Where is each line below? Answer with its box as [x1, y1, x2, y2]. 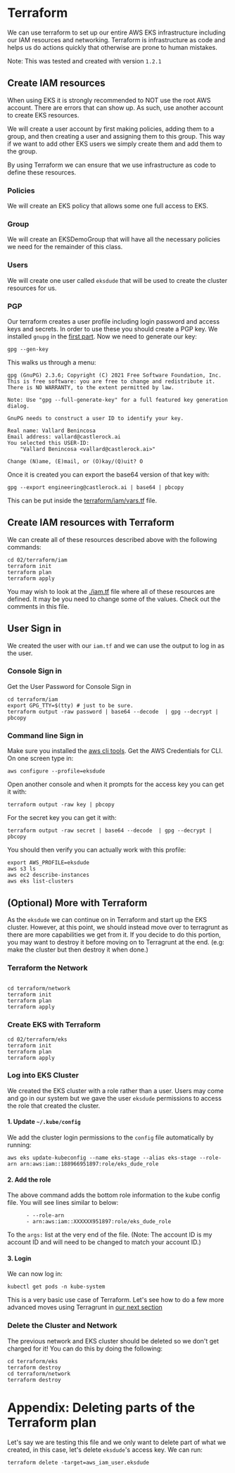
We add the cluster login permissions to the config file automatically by [7, 1133, 214, 1142]
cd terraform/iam [7, 695, 58, 703]
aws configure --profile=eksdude [7, 768, 106, 775]
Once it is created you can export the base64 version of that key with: [7, 470, 210, 479]
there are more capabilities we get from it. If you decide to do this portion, [7, 930, 222, 939]
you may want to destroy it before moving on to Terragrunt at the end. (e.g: [7, 937, 224, 946]
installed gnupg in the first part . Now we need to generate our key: [7, 332, 197, 341]
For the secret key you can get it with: [7, 814, 117, 822]
